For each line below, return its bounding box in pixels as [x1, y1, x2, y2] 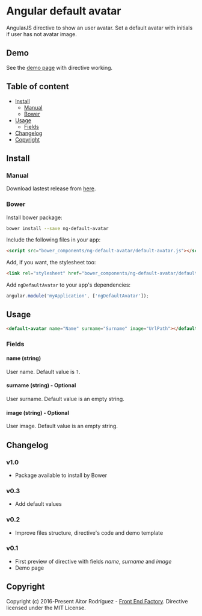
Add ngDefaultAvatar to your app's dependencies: [6, 281, 131, 288]
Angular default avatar [6, 4, 121, 18]
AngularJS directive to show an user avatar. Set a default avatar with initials [6, 24, 193, 31]
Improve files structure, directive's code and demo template [14, 529, 164, 537]
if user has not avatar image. [6, 30, 77, 37]
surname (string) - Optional [6, 382, 76, 389]
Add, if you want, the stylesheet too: [6, 259, 96, 266]
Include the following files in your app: [6, 236, 101, 243]
